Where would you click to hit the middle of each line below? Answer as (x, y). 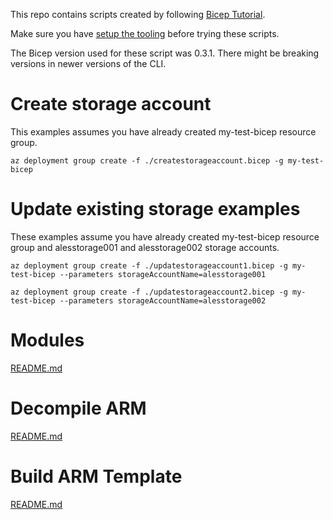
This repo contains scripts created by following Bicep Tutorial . (138, 14)
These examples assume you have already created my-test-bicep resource (165, 236)
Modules (47, 340)
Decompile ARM (78, 408)
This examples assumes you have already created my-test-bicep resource (163, 131)
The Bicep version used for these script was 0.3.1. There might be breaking (165, 53)
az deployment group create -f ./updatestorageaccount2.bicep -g (149, 292)
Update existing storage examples (155, 209)
